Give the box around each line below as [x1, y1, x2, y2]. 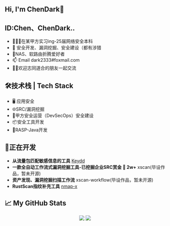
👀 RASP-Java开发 [12, 127, 48, 133]
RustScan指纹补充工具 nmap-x [12, 183, 77, 189]
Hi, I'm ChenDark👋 [5, 5, 65, 14]
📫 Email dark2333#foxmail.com [12, 57, 80, 63]
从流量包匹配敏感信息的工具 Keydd [12, 158, 85, 164]
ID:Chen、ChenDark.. [5, 23, 75, 32]
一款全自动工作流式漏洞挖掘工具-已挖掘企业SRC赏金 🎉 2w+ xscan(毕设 [12, 164, 161, 170]
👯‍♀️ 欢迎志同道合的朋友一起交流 [12, 65, 77, 71]
